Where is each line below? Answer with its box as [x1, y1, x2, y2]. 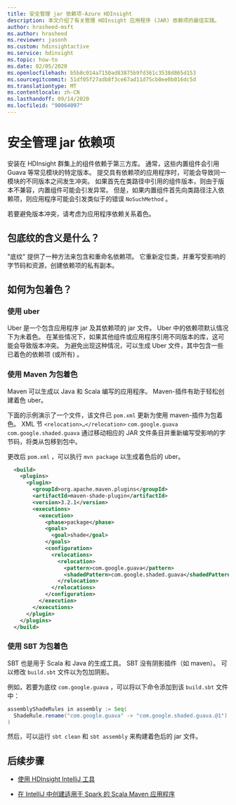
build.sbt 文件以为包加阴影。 [27, 668, 114, 676]
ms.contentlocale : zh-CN [7, 89, 80, 96]
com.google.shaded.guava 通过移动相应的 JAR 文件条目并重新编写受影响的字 [7, 428, 226, 437]
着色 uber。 [13, 395, 48, 404]
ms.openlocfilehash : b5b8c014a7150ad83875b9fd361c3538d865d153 [7, 69, 197, 76]
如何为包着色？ [7, 283, 72, 296]
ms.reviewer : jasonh [7, 37, 68, 44]
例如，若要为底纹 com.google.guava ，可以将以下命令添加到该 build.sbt [7, 682, 214, 691]
